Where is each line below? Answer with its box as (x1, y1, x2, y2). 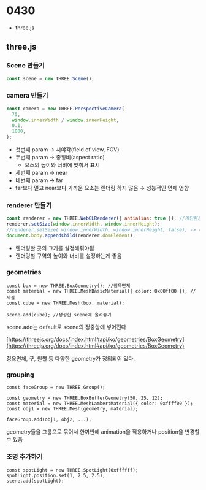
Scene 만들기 (6, 61, 45, 70)
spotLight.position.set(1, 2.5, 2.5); (6, 472, 105, 478)
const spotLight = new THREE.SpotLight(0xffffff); (6, 467, 139, 473)
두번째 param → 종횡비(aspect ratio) (15, 154, 105, 161)
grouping (6, 370, 35, 379)
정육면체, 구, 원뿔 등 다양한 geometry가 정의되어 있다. (6, 355, 135, 362)
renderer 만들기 (6, 201, 52, 209)
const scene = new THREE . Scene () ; (6, 75, 95, 82)
